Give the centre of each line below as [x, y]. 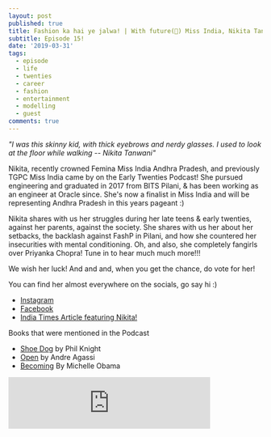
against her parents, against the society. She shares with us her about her [131, 227]
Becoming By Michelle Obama [70, 366]
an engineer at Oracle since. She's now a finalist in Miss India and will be [129, 194]
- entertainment [43, 99]
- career [30, 83]
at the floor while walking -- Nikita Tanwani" [82, 153]
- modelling [36, 106]
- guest [29, 114]
